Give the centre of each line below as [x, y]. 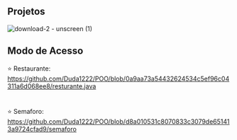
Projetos [26, 12]
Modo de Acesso [45, 51]
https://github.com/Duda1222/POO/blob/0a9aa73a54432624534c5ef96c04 [118, 78]
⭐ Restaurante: [29, 68]
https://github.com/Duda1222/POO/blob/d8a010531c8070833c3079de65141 [118, 121]
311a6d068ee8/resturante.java [52, 86]
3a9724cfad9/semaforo [42, 129]
